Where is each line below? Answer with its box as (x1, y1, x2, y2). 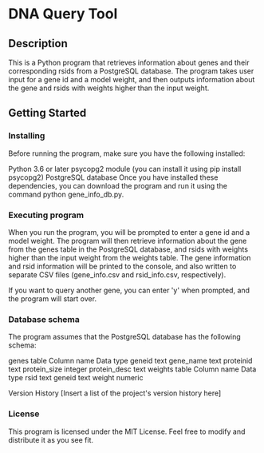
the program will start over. (8, 293, 97, 304)
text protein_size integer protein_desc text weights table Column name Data (8, 364, 257, 374)
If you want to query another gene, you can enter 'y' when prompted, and (8, 285, 250, 295)
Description (8, 37, 68, 50)
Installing (8, 130, 45, 141)
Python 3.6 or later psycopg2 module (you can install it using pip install (8, 164, 242, 173)
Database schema (8, 313, 80, 324)
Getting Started (8, 106, 87, 120)
